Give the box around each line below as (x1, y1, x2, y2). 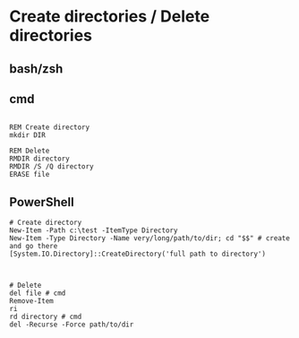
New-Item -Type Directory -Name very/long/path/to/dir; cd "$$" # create (9, 234, 291, 243)
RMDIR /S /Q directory (9, 162, 94, 171)
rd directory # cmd (9, 312, 82, 322)
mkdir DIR (9, 131, 47, 140)
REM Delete (9, 146, 50, 156)
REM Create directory (9, 123, 90, 132)
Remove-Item (9, 297, 54, 306)
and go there (9, 242, 58, 251)
